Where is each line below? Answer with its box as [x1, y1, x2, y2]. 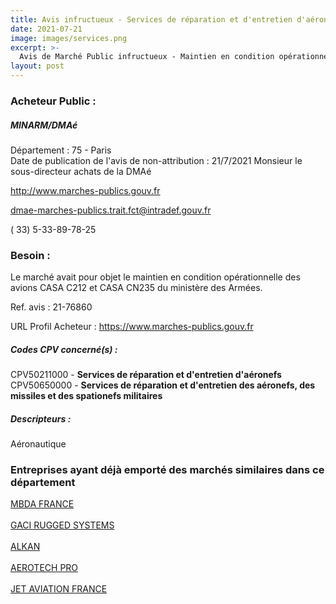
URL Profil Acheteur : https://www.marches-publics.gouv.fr [10, 321, 254, 333]
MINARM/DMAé [10, 119, 78, 131]
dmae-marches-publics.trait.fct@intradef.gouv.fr [10, 204, 212, 216]
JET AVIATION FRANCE [10, 583, 108, 595]
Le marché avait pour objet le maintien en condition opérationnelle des [10, 271, 301, 283]
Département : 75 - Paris [10, 144, 112, 156]
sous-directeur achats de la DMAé [10, 165, 152, 177]
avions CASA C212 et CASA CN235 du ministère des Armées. [10, 282, 263, 294]
